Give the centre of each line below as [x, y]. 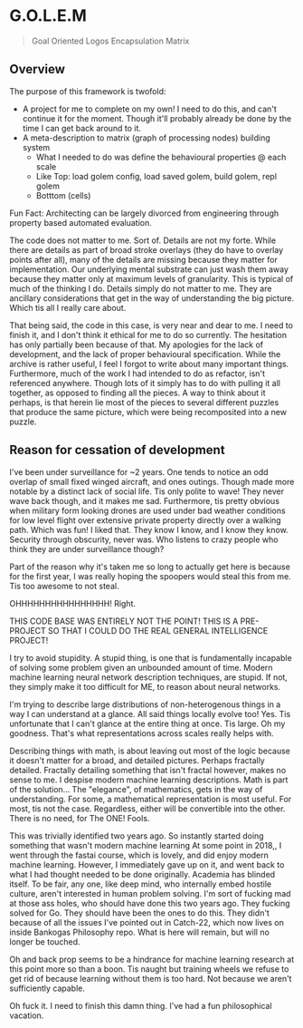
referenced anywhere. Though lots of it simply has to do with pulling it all [145, 383]
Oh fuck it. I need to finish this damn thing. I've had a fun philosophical [141, 1005]
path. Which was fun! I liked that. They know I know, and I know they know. [149, 529]
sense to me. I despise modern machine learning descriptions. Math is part [149, 780]
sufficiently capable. [47, 988]
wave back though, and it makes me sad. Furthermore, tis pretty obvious [145, 500]
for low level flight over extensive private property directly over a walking [146, 520]
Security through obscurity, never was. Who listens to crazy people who [144, 539]
